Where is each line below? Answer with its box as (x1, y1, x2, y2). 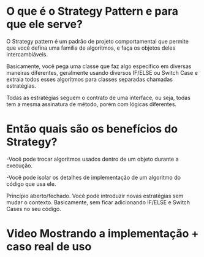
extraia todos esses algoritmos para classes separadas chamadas (6, 75, 173, 83)
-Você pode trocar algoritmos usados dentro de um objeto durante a (6, 155, 179, 163)
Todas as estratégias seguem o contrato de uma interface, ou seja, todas (6, 94, 191, 101)
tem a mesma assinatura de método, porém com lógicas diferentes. (6, 100, 176, 108)
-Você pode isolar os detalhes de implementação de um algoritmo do (6, 174, 181, 181)
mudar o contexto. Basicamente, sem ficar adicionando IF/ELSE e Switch (6, 198, 191, 206)
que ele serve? (6, 17, 83, 31)
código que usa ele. (6, 180, 56, 188)
